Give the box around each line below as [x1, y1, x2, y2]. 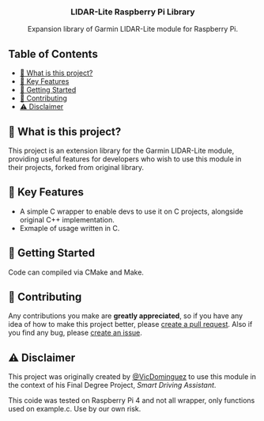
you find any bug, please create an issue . [8, 328, 142, 338]
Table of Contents [8, 47, 99, 61]
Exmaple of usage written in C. [19, 223, 120, 233]
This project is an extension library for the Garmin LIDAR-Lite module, [8, 146, 235, 155]
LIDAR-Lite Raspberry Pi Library [70, 6, 195, 17]
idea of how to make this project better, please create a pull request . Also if [8, 320, 253, 329]
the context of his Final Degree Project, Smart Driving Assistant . [8, 381, 217, 390]
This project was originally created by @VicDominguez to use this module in [8, 372, 257, 381]
